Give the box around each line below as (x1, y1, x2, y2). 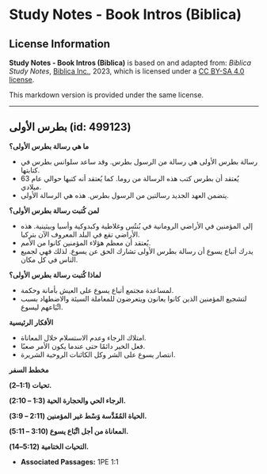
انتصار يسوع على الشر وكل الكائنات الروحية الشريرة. (20, 350, 176, 359)
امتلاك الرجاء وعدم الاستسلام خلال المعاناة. (20, 332, 147, 342)
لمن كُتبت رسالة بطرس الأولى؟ (9, 206, 100, 215)
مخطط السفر (9, 365, 50, 374)
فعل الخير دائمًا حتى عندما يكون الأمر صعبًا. (20, 341, 146, 351)
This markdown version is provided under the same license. (9, 90, 204, 100)
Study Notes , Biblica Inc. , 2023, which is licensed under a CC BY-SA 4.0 (9, 66, 245, 76)
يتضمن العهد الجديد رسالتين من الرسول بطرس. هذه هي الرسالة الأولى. (20, 190, 229, 199)
